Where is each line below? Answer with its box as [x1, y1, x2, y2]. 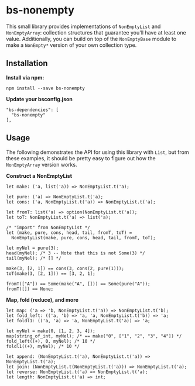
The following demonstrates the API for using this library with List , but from [6, 149, 189, 156]
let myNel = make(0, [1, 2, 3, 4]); [6, 328, 95, 334]
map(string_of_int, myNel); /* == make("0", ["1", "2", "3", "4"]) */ [6, 333, 182, 339]
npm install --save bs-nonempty [6, 85, 85, 91]
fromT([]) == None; [6, 286, 54, 292]
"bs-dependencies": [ [6, 106, 59, 113]
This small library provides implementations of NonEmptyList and [6, 23, 161, 30]
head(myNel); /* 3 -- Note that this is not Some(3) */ [6, 250, 145, 256]
